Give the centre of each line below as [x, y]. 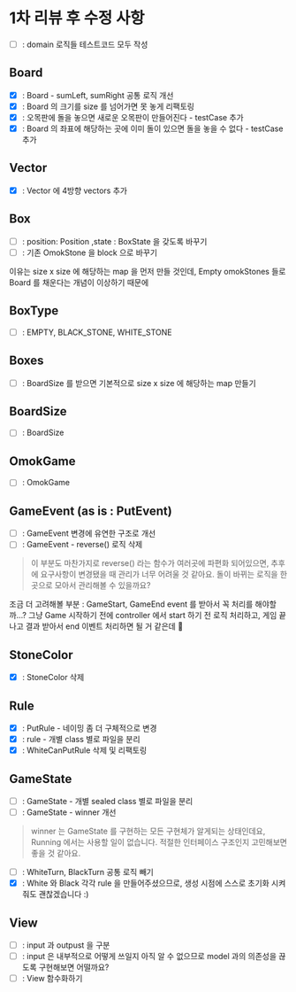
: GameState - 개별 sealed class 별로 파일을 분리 [107, 801]
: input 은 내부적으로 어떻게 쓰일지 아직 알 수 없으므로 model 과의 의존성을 [149, 957]
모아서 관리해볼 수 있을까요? [102, 585]
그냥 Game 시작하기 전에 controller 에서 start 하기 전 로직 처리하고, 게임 [152, 616]
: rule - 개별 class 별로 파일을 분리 [81, 740]
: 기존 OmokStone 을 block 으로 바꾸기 [89, 252]
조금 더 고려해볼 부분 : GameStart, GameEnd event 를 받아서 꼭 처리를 [131, 604]
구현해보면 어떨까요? [74, 967]
